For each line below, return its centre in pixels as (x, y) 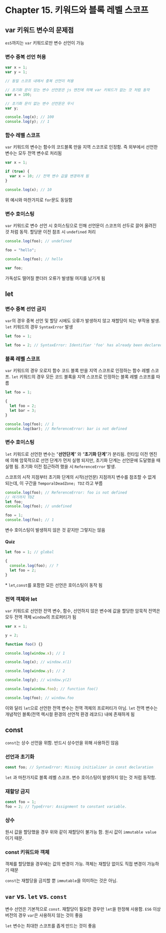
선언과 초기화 (20, 757)
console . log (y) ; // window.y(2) (38, 680)
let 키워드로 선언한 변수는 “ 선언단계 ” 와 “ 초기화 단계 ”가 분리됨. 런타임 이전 (77, 454)
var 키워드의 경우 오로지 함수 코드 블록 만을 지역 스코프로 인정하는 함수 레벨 (78, 371)
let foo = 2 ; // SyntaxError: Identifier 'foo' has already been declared (84, 345)
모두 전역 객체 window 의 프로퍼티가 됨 (41, 617)
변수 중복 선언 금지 (26, 309)
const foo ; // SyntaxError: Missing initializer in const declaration (79, 767)
